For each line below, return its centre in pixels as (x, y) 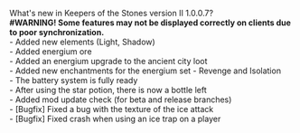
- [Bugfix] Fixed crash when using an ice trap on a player (115, 119)
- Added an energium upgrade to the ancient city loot (108, 61)
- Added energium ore (51, 52)
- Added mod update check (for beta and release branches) (121, 100)
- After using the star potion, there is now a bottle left (108, 90)
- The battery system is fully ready (74, 80)
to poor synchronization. (57, 32)
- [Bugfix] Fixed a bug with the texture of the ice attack (112, 109)
